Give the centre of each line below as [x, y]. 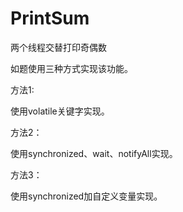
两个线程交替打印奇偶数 [58, 47]
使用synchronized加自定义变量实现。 [86, 196]
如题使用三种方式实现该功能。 [71, 68]
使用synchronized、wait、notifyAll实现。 [94, 153]
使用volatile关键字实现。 [60, 111]
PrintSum [50, 18]
